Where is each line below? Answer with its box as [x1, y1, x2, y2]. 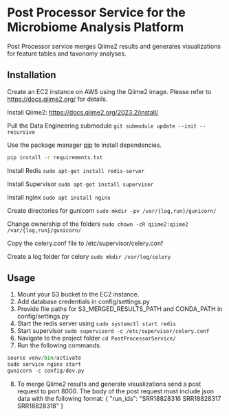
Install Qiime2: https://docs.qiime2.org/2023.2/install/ [7, 108, 159, 116]
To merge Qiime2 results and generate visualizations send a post [17, 380, 201, 389]
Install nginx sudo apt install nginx [7, 193, 111, 201]
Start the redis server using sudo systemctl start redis [17, 319, 177, 327]
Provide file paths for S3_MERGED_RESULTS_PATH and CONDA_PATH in [17, 305, 223, 313]
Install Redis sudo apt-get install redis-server [7, 166, 145, 174]
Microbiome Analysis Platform [7, 19, 184, 35]
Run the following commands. [17, 341, 102, 349]
